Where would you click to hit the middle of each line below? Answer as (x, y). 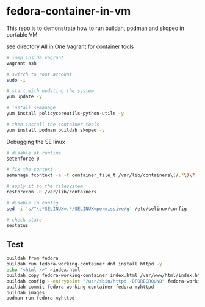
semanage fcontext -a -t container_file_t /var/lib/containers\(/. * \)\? (101, 175)
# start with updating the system (50, 91)
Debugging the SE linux (36, 142)
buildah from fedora (33, 258)
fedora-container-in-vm (69, 11)
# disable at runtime (34, 153)
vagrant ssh (21, 63)
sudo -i (16, 80)
